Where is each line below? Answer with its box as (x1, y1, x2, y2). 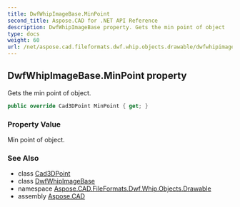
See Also (7, 153, 39, 163)
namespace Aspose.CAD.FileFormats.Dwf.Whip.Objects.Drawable (17, 184, 212, 193)
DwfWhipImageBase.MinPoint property (7, 70, 187, 82)
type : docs (7, 30, 40, 38)
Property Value (7, 119, 61, 129)
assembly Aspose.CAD (17, 192, 86, 201)
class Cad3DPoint (17, 169, 71, 178)
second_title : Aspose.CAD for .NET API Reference (7, 17, 159, 24)
